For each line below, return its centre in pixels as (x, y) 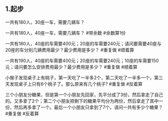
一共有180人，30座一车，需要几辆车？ (45, 22)
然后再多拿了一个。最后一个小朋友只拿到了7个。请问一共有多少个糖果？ (88, 107)
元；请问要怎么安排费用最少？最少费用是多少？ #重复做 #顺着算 (71, 67)
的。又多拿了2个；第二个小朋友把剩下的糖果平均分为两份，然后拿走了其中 (82, 101)
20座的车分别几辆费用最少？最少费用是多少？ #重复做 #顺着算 (70, 50)
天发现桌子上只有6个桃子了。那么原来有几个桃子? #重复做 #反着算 (74, 84)
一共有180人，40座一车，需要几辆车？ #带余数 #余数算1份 (66, 33)
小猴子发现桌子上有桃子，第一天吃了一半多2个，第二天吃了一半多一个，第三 (84, 78)
